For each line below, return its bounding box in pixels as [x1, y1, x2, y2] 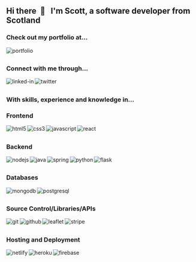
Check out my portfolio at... [6, 34, 88, 42]
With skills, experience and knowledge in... [6, 95, 135, 104]
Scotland [6, 16, 41, 26]
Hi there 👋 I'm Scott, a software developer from [6, 6, 191, 16]
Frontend [6, 112, 34, 120]
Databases [6, 173, 38, 182]
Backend [6, 142, 33, 150]
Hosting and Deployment [6, 235, 80, 243]
